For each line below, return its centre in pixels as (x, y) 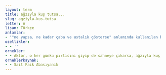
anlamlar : (15, 33)
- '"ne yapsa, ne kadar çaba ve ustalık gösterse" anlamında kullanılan (82, 37)
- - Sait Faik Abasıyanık (32, 65)
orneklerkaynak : (22, 60)
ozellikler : (17, 42)
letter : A (15, 23)
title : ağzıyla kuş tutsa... (35, 14)
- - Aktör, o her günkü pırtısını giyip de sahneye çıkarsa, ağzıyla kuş (83, 56)
